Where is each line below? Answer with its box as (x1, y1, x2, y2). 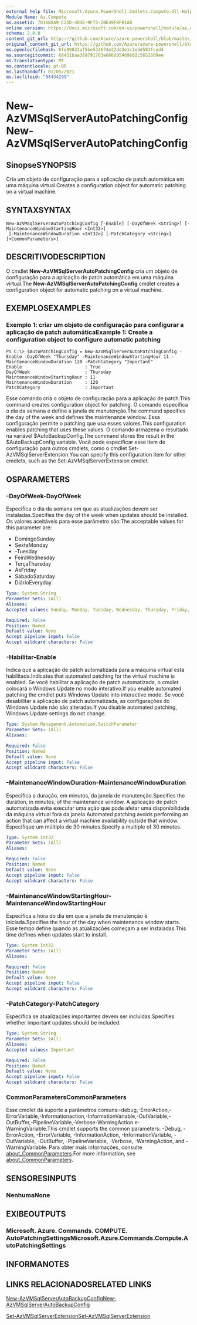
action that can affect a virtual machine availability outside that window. (6, 817, 179, 824)
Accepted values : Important (6, 1047, 75, 1053)
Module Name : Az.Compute (6, 14, 67, 20)
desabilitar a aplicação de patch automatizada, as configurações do (6, 698, 170, 705)
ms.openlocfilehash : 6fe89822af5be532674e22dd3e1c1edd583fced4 (6, 47, 164, 53)
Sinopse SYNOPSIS (6, 160, 77, 170)
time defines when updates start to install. (6, 931, 107, 938)
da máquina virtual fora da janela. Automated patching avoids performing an (6, 810, 189, 817)
